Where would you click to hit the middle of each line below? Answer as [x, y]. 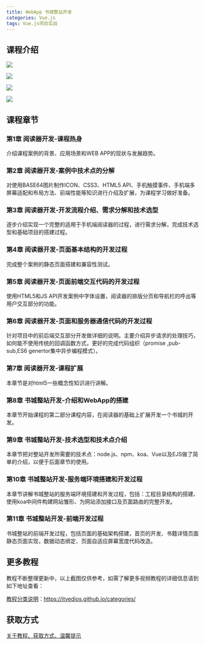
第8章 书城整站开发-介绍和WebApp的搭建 [67, 400]
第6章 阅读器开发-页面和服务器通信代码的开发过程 [79, 321]
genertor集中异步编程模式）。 [65, 351]
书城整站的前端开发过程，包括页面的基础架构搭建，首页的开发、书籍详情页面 [103, 533]
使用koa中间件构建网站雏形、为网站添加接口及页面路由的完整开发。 [91, 501]
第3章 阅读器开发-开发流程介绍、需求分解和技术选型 [82, 210]
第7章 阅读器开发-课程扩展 [45, 368]
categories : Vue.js [31, 18]
